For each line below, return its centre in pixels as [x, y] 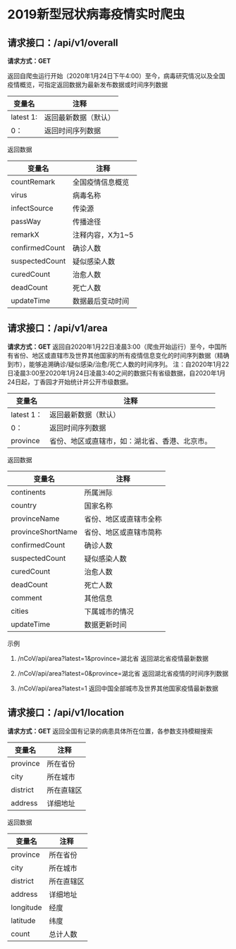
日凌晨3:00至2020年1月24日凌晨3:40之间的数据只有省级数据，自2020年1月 [117, 373]
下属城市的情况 [109, 612]
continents [29, 492]
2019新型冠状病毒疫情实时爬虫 [96, 14]
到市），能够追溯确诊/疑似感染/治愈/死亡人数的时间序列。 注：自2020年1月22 [118, 364]
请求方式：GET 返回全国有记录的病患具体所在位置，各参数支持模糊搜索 [110, 731]
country [24, 505]
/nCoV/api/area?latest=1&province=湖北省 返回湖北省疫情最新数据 [113, 658]
